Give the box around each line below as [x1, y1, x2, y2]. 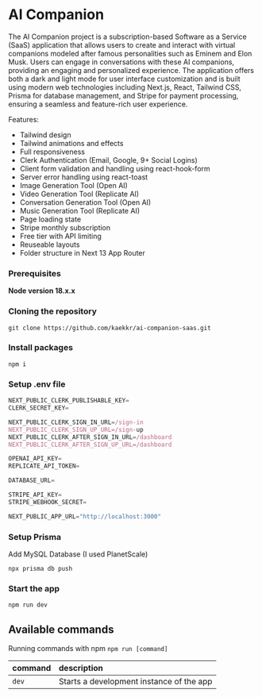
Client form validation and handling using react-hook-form [19, 164, 210, 173]
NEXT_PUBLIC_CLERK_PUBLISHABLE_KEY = [8, 397, 129, 405]
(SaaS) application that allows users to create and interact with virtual [8, 40, 236, 49]
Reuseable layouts [19, 240, 80, 249]
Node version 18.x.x [8, 286, 75, 295]
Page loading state [19, 214, 82, 224]
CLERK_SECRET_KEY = [8, 404, 69, 412]
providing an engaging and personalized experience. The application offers [8, 65, 254, 75]
